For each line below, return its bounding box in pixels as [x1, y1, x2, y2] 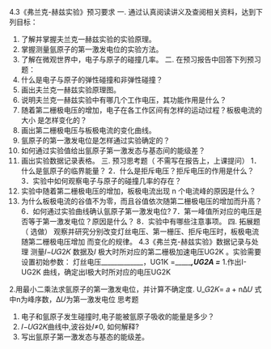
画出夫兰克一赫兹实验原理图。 [20, 85, 121, 95]
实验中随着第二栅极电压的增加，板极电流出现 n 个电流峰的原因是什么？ [20, 186, 256, 196]
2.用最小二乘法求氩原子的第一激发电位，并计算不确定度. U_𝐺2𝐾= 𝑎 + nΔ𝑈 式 [9, 284, 262, 294]
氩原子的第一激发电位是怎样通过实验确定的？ [20, 136, 171, 145]
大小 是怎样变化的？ [20, 116, 87, 125]
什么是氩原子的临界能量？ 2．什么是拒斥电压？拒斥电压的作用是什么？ [20, 166, 255, 176]
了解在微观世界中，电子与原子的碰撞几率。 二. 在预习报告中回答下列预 [20, 55, 254, 64]
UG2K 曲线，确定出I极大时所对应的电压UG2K [20, 267, 171, 277]
